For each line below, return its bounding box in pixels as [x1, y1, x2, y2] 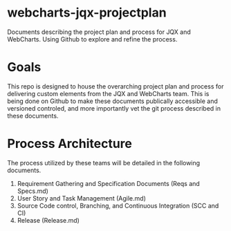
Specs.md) [17, 187, 48, 195]
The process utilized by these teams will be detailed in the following [7, 158, 201, 167]
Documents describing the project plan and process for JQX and [7, 28, 192, 36]
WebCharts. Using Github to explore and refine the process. [7, 35, 178, 43]
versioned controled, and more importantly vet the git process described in [7, 104, 221, 112]
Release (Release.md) [17, 216, 80, 224]
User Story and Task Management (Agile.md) [17, 194, 147, 202]
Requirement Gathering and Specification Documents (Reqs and [17, 179, 201, 187]
